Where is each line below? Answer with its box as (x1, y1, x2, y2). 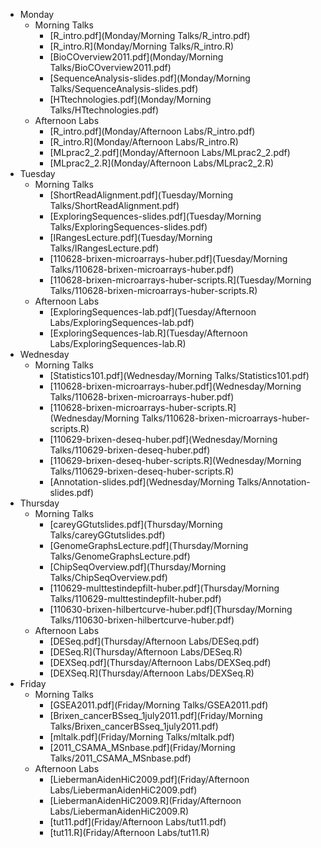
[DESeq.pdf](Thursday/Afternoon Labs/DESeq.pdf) (49, 635, 260, 647)
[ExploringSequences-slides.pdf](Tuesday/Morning (49, 210, 262, 222)
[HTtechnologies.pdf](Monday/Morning (49, 94, 212, 105)
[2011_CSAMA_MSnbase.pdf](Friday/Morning (49, 742, 236, 753)
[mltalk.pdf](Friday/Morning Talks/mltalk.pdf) (49, 731, 235, 743)
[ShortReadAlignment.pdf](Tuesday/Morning (49, 189, 234, 201)
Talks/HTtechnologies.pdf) (49, 104, 160, 116)
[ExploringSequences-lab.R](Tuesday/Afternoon (49, 327, 248, 339)
